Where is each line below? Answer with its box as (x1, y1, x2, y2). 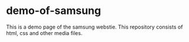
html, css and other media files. (6, 29, 83, 36)
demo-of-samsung (6, 4, 102, 17)
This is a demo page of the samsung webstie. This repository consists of (6, 23, 183, 30)
